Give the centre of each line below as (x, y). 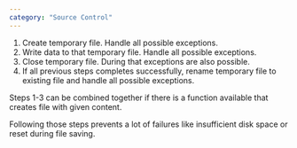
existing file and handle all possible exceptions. (108, 80)
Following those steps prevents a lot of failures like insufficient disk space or (148, 124)
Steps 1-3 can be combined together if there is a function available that (139, 97)
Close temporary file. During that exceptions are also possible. (136, 61)
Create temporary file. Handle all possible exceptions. (120, 43)
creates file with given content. (66, 106)
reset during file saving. (52, 133)
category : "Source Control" (61, 17)
